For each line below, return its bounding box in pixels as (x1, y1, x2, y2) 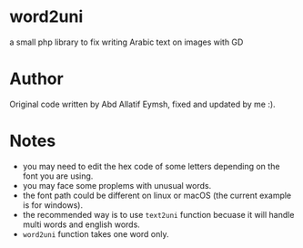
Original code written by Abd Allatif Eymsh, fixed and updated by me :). (9, 98, 276, 109)
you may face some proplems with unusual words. (22, 180, 212, 191)
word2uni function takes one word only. (22, 228, 170, 239)
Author (9, 68, 64, 89)
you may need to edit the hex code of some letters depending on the (22, 160, 280, 171)
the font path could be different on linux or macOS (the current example (22, 190, 292, 201)
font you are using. (22, 170, 94, 181)
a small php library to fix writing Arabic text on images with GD (9, 36, 244, 47)
